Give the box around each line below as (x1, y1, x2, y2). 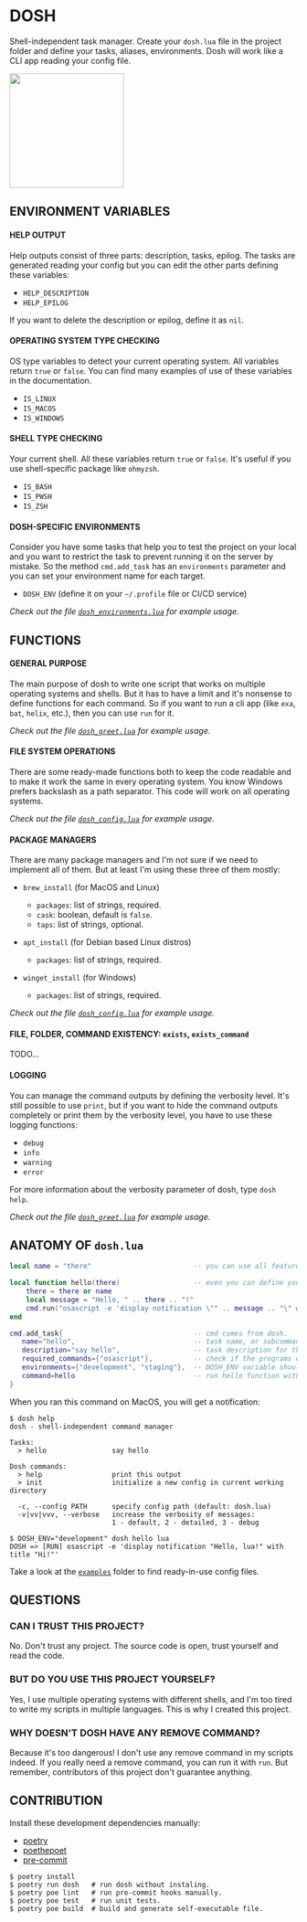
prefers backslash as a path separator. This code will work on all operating (9, 785, 291, 796)
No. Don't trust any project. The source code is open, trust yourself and (9, 1641, 279, 1651)
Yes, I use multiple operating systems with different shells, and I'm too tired (9, 1694, 292, 1704)
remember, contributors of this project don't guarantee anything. (9, 1767, 253, 1778)
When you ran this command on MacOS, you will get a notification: (9, 1396, 260, 1407)
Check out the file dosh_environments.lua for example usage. (9, 606, 239, 617)
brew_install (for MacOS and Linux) (22, 882, 160, 893)
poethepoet (22, 1844, 67, 1855)
